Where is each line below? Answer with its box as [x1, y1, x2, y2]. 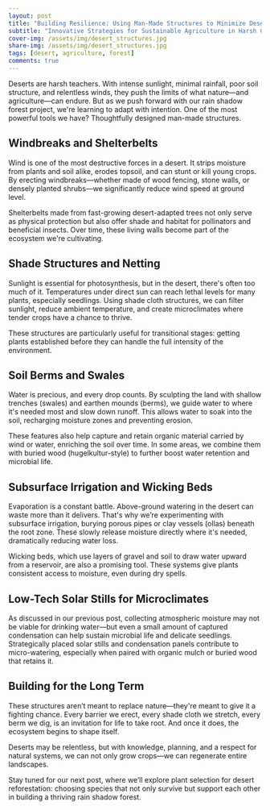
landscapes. [8, 759, 49, 769]
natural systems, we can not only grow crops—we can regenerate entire [8, 750, 247, 760]
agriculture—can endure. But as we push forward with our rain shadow [8, 96, 243, 106]
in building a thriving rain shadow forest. [8, 791, 142, 802]
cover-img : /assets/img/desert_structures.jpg [8, 34, 167, 43]
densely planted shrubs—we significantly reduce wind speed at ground [8, 183, 245, 193]
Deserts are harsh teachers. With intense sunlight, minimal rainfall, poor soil [8, 78, 259, 89]
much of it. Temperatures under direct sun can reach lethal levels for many [8, 287, 256, 297]
